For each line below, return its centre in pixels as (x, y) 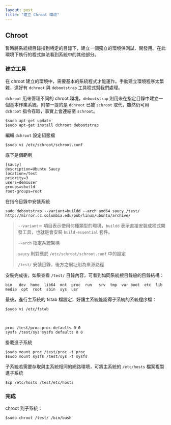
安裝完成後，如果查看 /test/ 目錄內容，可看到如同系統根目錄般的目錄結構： (85, 275)
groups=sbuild (20, 187)
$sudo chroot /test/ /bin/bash (38, 418)
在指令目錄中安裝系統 (27, 201)
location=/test (21, 174)
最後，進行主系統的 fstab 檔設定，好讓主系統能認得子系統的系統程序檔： (81, 299)
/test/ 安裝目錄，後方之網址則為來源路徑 (61, 264)
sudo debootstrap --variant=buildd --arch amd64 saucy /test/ (73, 211)
